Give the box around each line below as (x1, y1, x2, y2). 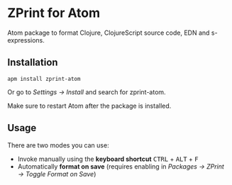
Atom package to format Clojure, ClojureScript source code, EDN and (7, 28, 210, 37)
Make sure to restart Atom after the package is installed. (7, 101, 172, 110)
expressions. (7, 35, 45, 44)
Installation (7, 57, 58, 69)
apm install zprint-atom (7, 75, 81, 82)
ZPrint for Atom (7, 5, 101, 21)
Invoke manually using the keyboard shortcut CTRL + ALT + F (17, 155, 199, 163)
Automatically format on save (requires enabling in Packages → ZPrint (17, 162, 225, 171)
